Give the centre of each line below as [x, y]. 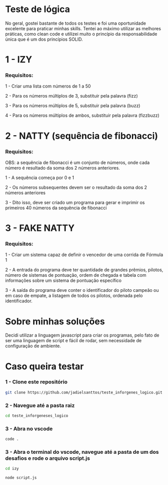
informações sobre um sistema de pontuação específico [63, 281]
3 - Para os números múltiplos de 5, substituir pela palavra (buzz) [73, 106]
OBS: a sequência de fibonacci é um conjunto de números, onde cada [77, 163]
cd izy [12, 469]
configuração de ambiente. [33, 346]
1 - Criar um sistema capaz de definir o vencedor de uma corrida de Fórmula [84, 255]
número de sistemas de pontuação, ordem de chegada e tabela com [76, 275]
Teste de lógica [38, 9]
